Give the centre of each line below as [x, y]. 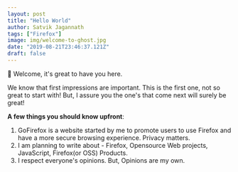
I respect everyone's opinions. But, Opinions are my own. [101, 160]
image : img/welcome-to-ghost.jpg [57, 41]
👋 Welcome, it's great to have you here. [65, 74]
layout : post [27, 14]
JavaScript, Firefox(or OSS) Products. [72, 153]
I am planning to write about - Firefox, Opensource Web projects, [113, 145]
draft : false [27, 54]
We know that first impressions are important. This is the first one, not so [114, 87]
